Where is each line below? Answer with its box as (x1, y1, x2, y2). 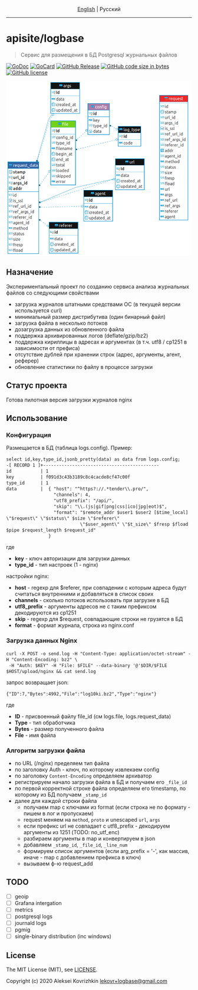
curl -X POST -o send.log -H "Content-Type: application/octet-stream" (6, 651, 186, 656)
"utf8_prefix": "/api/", (53, 498, 115, 504)
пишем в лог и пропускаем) (23, 809, 94, 817)
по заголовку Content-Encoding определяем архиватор (14, 772, 152, 779)
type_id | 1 (6, 480, 49, 486)
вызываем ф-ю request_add (23, 860, 93, 867)
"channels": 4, (53, 492, 91, 498)
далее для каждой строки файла (14, 797, 97, 804)
